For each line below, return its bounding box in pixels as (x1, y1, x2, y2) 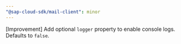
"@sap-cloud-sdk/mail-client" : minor (5, 8, 101, 15)
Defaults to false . (5, 31, 49, 39)
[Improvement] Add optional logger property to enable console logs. (5, 25, 176, 33)
